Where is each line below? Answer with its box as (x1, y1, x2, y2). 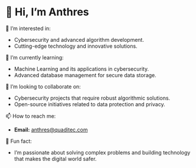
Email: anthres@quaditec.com (14, 126, 88, 133)
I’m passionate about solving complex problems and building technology (14, 149, 191, 156)
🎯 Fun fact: (5, 137, 32, 144)
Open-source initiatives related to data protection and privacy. (14, 100, 166, 108)
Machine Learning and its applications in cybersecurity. (14, 65, 149, 73)
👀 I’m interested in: (5, 25, 51, 32)
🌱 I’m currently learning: (5, 54, 64, 61)
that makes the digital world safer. (14, 155, 97, 162)
